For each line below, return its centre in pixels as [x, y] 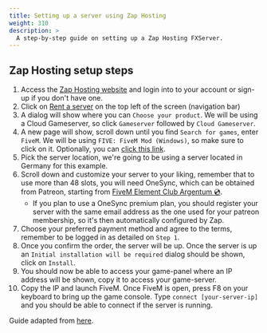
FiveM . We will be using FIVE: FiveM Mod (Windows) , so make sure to [132, 141]
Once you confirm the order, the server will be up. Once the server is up [139, 246]
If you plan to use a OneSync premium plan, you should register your [145, 204]
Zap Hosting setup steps [71, 70]
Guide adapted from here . [51, 321]
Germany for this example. [64, 166]
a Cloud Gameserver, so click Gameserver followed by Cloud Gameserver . [138, 124]
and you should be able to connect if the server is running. [117, 305]
